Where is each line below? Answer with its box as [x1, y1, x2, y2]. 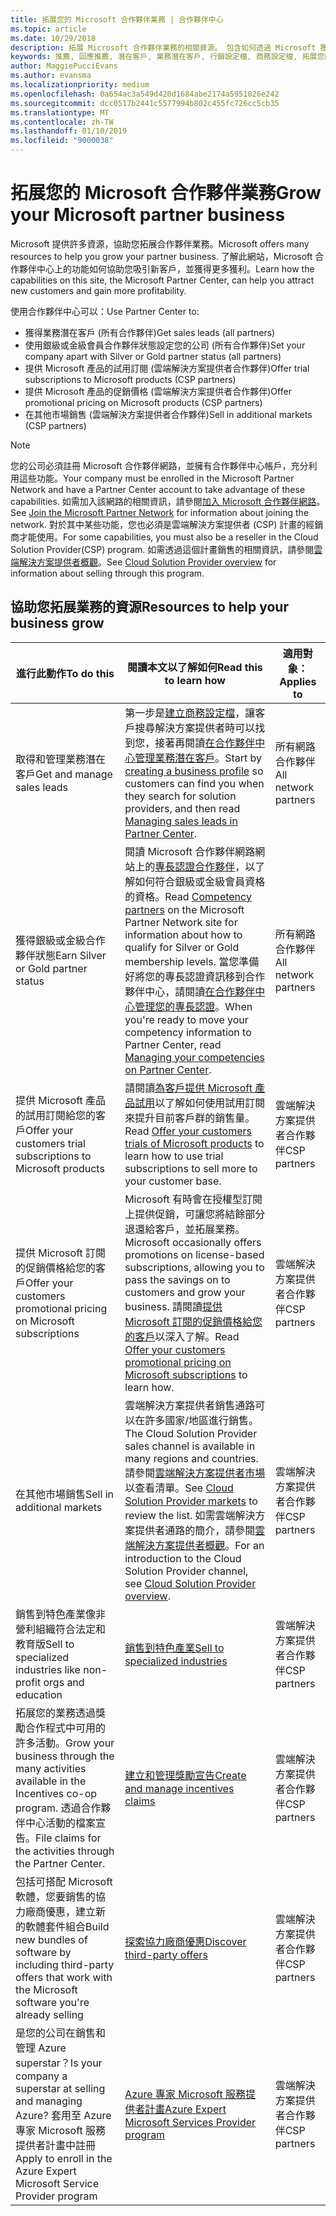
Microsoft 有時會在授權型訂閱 [124, 1192, 263, 1206]
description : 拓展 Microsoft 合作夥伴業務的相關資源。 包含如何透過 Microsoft [10, 42, 317, 53]
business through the [15, 1749, 115, 1763]
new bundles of [15, 1932, 88, 1946]
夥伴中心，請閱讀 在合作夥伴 [124, 984, 256, 998]
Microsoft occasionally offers [124, 1235, 262, 1249]
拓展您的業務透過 [15, 1706, 97, 1720]
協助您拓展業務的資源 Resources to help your [10, 599, 289, 616]
